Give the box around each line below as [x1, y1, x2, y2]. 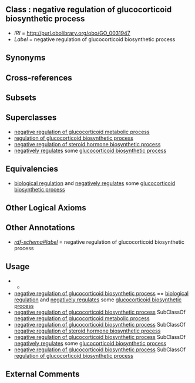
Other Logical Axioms [5, 203, 86, 213]
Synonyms [5, 53, 46, 63]
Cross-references [5, 73, 73, 83]
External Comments [5, 369, 80, 379]
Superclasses [5, 113, 57, 123]
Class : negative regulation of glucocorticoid [5, 5, 172, 15]
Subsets [5, 92, 36, 102]
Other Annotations [5, 223, 75, 233]
